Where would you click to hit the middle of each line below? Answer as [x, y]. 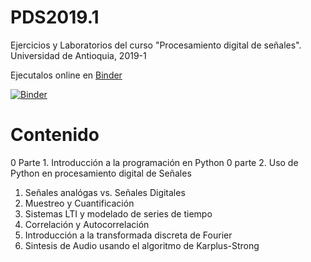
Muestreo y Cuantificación [79, 203]
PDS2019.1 [55, 17]
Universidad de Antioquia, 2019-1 [78, 55]
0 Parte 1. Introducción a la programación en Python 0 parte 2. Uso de [154, 162]
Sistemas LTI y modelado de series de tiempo [118, 213]
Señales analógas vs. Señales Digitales [105, 192]
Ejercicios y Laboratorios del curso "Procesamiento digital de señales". [156, 45]
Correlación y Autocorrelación [87, 224]
